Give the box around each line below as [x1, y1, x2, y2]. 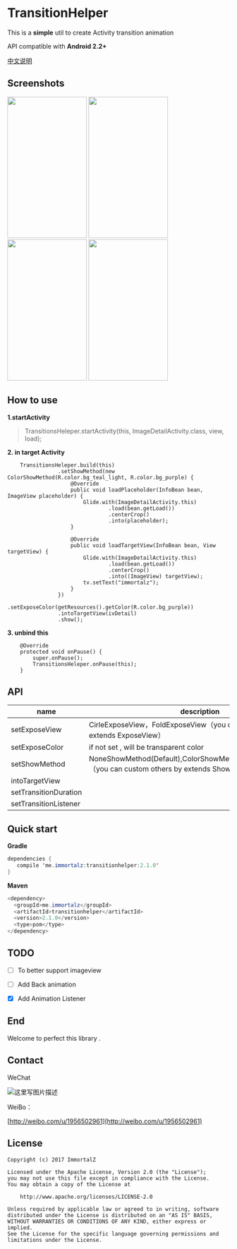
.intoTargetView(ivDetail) [57, 609, 138, 617]
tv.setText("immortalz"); [83, 579, 159, 586]
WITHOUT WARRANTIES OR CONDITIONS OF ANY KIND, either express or [7, 1218, 207, 1225]
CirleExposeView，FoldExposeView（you [89, 720, 226, 730]
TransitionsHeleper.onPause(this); [32, 660, 138, 668]
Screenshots [7, 78, 65, 90]
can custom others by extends [110, 764, 211, 774]
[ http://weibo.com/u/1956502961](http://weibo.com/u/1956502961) [7, 1117, 202, 1125]
